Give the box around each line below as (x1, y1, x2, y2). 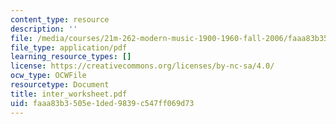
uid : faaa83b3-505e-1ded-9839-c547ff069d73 (10, 98, 195, 108)
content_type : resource (10, 14, 110, 25)
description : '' (10, 24, 78, 34)
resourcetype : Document (10, 80, 110, 90)
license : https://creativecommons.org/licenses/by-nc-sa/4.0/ (10, 61, 275, 71)
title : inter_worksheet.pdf (10, 89, 128, 99)
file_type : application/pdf (10, 42, 128, 53)
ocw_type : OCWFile (10, 71, 87, 81)
